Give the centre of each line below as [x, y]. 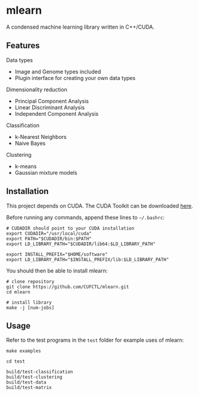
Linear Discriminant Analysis [50, 107]
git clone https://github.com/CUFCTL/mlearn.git [68, 287]
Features [23, 46]
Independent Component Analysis [57, 113]
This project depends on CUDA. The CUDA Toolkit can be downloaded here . [100, 206]
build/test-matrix [29, 388]
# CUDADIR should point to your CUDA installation [70, 228]
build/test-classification [40, 372]
